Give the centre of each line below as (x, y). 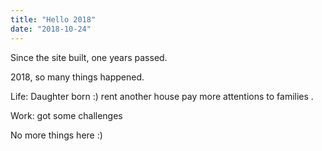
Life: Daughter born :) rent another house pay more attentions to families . (162, 96)
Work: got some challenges (66, 115)
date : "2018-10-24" (51, 29)
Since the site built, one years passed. (89, 57)
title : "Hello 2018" (53, 19)
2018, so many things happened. (77, 77)
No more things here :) (56, 135)
